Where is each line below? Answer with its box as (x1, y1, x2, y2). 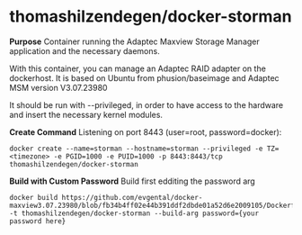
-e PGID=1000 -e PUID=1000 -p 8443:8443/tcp (53, 151, 223, 161)
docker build (9, 193, 58, 202)
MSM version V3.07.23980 (9, 82, 108, 93)
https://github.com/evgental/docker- (61, 193, 203, 202)
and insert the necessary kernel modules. (9, 109, 164, 120)
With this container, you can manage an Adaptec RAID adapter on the (9, 63, 267, 74)
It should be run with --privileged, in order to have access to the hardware (9, 99, 284, 110)
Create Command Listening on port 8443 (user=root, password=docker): (9, 126, 282, 137)
